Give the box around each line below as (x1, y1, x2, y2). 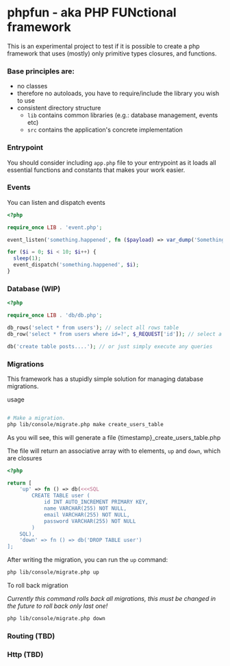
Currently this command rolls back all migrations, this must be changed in (7, 595, 216, 603)
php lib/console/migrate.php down (7, 615, 106, 622)
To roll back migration (7, 581, 68, 590)
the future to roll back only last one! (7, 602, 108, 610)
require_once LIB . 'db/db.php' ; (7, 312, 103, 319)
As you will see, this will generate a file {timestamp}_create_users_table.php (7, 433, 221, 441)
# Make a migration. (7, 415, 66, 421)
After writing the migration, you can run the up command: (7, 556, 168, 564)
